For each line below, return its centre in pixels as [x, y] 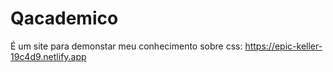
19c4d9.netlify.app [48, 56]
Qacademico [64, 18]
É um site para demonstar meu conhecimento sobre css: [126, 46]
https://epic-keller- [283, 46]
